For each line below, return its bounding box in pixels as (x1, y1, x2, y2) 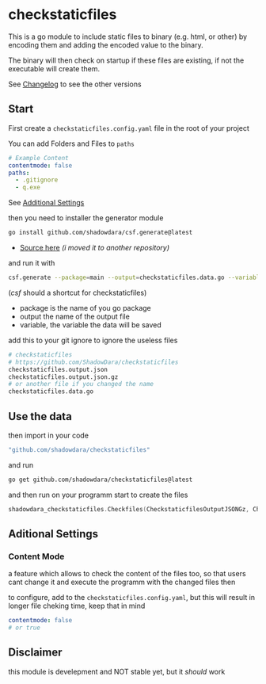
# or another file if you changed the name (8, 380, 154, 388)
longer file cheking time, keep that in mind (8, 601, 146, 611)
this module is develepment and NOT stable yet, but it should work (8, 667, 226, 676)
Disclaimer (8, 646, 63, 659)
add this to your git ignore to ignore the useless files (8, 335, 178, 345)
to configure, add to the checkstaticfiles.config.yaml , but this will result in (8, 593, 256, 602)
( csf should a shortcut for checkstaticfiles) (8, 288, 147, 297)
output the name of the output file (19, 311, 131, 321)
